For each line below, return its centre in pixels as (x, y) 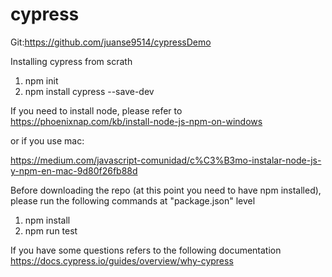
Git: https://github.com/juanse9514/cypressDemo (111, 42)
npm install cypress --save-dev (89, 91)
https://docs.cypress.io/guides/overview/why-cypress (122, 260)
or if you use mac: (47, 140)
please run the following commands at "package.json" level (133, 200)
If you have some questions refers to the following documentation (146, 250)
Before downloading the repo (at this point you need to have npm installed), (166, 190)
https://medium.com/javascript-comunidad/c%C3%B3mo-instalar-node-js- (166, 160)
